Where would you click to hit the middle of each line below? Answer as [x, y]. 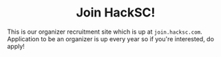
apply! [16, 46]
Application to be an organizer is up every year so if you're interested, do [111, 38]
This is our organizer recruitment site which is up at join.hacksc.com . [105, 32]
